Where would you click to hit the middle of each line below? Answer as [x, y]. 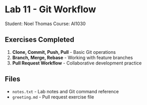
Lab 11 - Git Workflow [50, 9]
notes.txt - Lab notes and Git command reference [65, 91]
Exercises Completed [40, 40]
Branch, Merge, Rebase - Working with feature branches [72, 57]
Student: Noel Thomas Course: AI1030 [45, 24]
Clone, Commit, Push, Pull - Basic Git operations [64, 52]
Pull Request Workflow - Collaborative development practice [77, 63]
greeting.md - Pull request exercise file [53, 97]
